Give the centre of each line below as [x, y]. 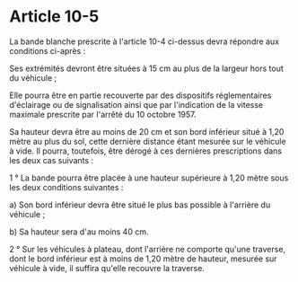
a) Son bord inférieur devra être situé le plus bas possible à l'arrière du [140, 205]
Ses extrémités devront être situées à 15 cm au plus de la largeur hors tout [147, 68]
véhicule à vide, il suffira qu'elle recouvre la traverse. [107, 268]
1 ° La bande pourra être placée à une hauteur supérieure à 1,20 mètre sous [149, 178]
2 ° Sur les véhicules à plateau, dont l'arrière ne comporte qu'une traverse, [147, 249]
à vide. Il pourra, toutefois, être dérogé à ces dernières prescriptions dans [146, 151]
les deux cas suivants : [52, 160]
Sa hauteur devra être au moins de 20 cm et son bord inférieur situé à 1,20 [147, 131]
